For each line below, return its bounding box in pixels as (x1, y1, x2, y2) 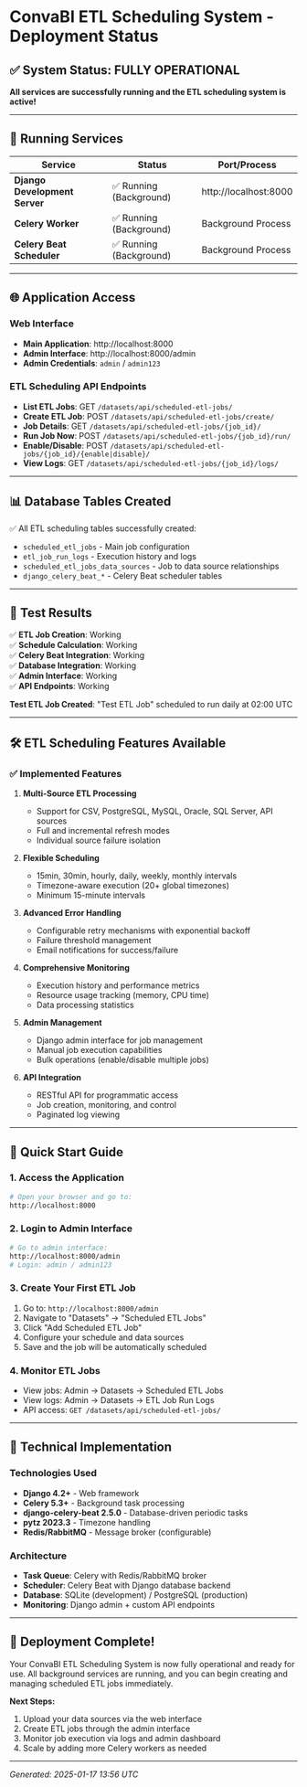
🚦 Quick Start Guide (9, 1144, 123, 1160)
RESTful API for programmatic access (36, 1090, 179, 1101)
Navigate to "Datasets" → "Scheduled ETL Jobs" (22, 1312, 207, 1323)
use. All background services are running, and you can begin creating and (9, 1668, 288, 1679)
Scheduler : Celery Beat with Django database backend (22, 1580, 231, 1591)
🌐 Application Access (9, 290, 136, 305)
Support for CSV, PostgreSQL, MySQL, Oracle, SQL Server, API (36, 806, 273, 817)
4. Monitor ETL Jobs (9, 1364, 101, 1377)
